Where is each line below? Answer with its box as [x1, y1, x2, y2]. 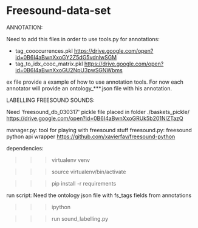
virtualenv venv [51, 156, 90, 164]
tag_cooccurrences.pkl [15, 47, 73, 55]
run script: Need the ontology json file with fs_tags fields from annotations [6, 192, 192, 199]
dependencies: [6, 144, 44, 152]
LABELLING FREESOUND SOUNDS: [6, 96, 95, 104]
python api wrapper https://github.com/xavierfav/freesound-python [6, 133, 176, 140]
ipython [51, 203, 71, 210]
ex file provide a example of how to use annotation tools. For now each [6, 78, 183, 85]
